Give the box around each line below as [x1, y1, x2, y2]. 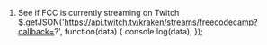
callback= [17, 26, 56, 36]
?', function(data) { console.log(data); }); [54, 26, 204, 36]
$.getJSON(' [17, 17, 65, 27]
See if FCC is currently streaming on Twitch [17, 8, 180, 18]
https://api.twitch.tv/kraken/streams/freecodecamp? [64, 17, 258, 27]
